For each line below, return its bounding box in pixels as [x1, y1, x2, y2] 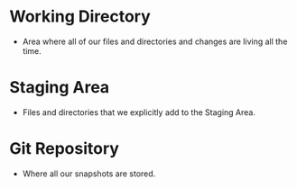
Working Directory [9, 6, 151, 27]
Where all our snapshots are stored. [22, 168, 156, 179]
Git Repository [9, 139, 120, 159]
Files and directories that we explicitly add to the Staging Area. [22, 106, 255, 118]
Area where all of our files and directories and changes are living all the [22, 36, 288, 47]
